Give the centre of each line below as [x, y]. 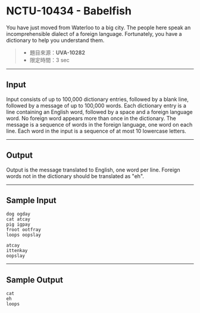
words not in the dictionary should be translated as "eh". [75, 176]
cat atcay [18, 219]
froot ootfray [24, 230]
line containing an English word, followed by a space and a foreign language [99, 112]
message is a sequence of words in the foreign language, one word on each [99, 124]
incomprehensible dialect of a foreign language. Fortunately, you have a [94, 33]
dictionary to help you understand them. [55, 40]
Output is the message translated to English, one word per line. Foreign [93, 170]
